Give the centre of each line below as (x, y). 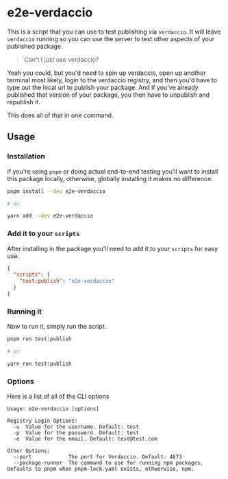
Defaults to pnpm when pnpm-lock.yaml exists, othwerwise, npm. (101, 469)
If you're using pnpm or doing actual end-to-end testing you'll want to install (113, 171)
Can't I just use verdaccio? (61, 59)
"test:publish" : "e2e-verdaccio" (67, 281)
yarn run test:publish (39, 364)
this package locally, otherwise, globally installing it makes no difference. (110, 178)
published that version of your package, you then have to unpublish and (109, 95)
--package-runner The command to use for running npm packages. (109, 463)
